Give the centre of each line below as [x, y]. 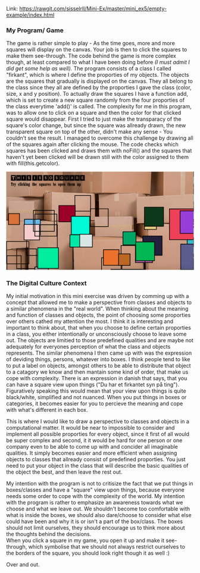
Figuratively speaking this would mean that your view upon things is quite [96, 391]
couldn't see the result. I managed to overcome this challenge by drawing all [100, 138]
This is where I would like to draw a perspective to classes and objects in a [98, 421]
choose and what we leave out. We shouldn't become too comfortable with [98, 509]
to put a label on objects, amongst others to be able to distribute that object [99, 365]
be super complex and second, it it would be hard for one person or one [94, 440]
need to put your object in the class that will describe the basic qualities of [97, 465]
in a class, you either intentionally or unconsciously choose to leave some [96, 334]
